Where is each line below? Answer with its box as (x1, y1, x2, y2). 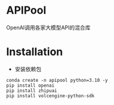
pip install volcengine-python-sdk (6, 93, 95, 98)
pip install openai (6, 82, 55, 88)
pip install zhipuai (6, 87, 58, 94)
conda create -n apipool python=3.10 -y (6, 77, 109, 83)
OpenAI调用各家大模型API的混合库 (6, 24, 91, 31)
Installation (6, 45, 63, 59)
